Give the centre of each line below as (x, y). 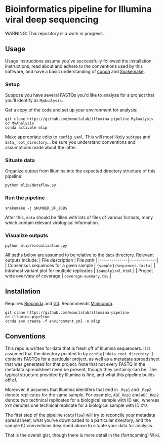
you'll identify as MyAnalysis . (34, 101)
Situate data (20, 160)
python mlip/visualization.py (36, 246)
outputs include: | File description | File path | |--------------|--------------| (82, 260)
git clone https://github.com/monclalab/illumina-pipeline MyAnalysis (79, 119)
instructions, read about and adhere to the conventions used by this (74, 66)
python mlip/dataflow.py (31, 185)
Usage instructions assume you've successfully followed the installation (78, 61)
